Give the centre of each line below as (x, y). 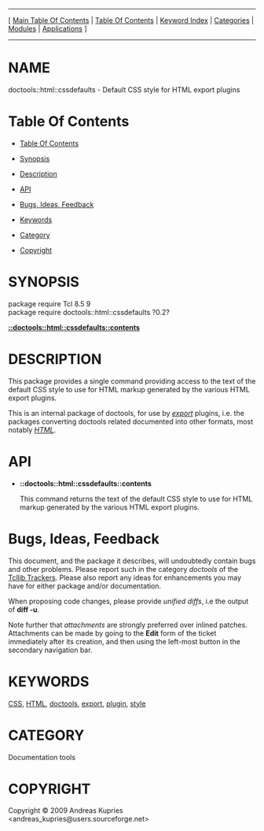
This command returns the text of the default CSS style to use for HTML (136, 499)
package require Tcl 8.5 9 (49, 303)
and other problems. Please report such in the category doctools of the (123, 569)
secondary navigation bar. (50, 650)
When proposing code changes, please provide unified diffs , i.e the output (128, 601)
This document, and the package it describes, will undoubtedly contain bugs (132, 561)
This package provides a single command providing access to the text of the (132, 381)
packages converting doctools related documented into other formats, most (131, 421)
